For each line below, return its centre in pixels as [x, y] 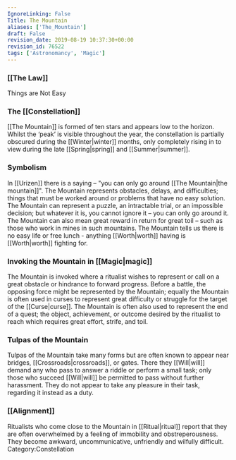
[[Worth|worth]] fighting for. [48, 243]
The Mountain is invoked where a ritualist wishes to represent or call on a [113, 277]
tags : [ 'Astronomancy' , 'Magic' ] [56, 54]
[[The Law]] [28, 78]
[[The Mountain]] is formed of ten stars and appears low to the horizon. [111, 127]
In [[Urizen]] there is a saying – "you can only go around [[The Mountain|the [117, 183]
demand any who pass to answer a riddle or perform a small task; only [110, 370]
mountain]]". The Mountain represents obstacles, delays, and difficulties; [113, 190]
